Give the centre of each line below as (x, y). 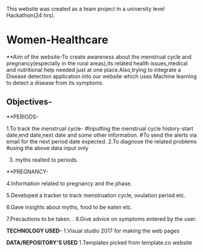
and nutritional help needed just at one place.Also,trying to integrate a (94, 70)
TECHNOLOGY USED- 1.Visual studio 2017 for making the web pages (93, 231)
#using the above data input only (47, 148)
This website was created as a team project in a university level (86, 9)
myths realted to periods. (46, 160)
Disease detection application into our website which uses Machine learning (101, 76)
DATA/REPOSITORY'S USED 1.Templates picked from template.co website (99, 242)
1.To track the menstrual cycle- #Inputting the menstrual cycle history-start (100, 128)
